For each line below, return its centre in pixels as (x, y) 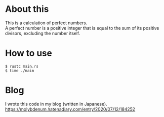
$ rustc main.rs (22, 66)
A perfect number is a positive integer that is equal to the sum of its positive (82, 28)
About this (27, 9)
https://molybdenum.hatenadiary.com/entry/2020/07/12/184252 (70, 109)
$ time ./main (20, 71)
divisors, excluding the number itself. (43, 33)
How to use (29, 53)
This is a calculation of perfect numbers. (46, 23)
